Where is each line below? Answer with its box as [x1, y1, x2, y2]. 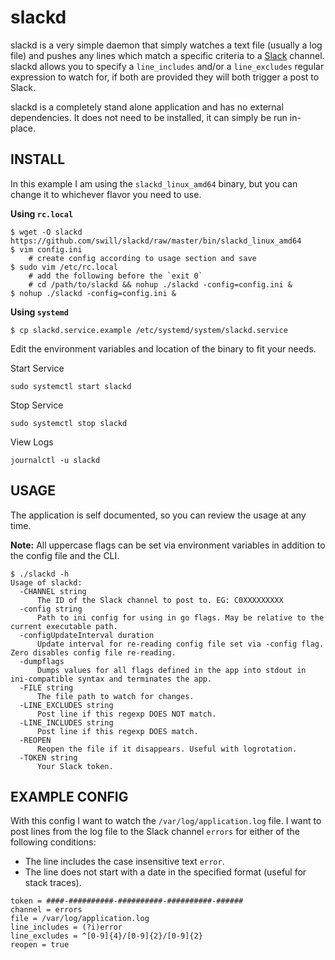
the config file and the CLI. [10, 549, 120, 561]
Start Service [10, 362, 65, 374]
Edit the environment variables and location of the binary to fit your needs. [10, 342, 317, 355]
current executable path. [10, 621, 118, 631]
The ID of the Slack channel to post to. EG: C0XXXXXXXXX [36, 595, 284, 605]
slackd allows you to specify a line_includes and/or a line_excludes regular [10, 60, 325, 72]
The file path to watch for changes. [36, 691, 195, 701]
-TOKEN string [19, 752, 78, 763]
